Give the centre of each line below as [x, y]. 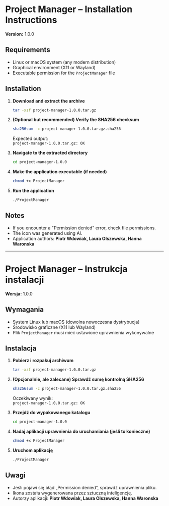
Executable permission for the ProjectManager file [64, 73]
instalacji [25, 280]
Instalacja [21, 348]
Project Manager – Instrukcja [66, 269]
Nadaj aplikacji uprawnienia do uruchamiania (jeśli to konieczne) [81, 431]
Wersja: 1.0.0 [19, 293]
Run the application [33, 191]
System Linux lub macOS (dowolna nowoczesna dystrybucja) [76, 322]
